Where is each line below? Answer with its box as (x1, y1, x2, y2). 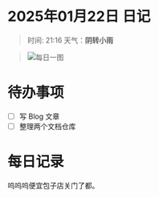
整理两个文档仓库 (18, 121, 76, 131)
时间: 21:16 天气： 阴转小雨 (26, 35, 114, 45)
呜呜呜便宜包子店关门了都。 (7, 180, 100, 190)
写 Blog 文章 (18, 111, 60, 121)
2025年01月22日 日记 (7, 7, 151, 26)
